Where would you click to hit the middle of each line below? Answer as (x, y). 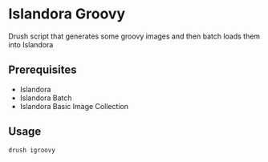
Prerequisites (43, 70)
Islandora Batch (46, 98)
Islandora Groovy (67, 14)
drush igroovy (32, 150)
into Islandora (31, 44)
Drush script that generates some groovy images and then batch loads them (134, 36)
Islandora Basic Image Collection (74, 106)
